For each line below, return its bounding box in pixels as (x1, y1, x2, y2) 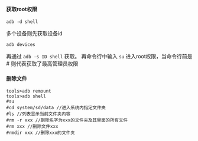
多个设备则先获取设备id (6, 30, 63, 37)
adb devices (6, 42, 35, 48)
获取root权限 (6, 5, 37, 12)
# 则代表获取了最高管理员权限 (6, 60, 79, 67)
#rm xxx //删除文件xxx (6, 124, 59, 130)
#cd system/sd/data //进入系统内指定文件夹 (6, 105, 106, 111)
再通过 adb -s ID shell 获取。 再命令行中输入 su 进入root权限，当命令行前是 (6, 53, 193, 60)
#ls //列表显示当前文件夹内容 (6, 111, 71, 117)
